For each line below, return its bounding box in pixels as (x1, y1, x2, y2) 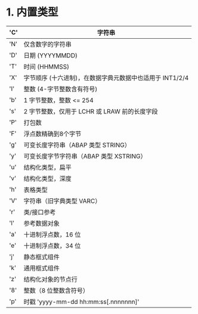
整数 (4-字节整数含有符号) (23, 85, 98, 93)
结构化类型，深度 (23, 174, 72, 183)
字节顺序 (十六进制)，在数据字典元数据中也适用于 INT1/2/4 (23, 73, 189, 82)
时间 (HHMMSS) (23, 62, 70, 70)
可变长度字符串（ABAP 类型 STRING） (23, 141, 131, 149)
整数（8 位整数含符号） (23, 286, 89, 294)
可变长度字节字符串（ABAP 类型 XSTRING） (23, 152, 147, 160)
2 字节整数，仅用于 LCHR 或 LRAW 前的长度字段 (23, 107, 158, 115)
